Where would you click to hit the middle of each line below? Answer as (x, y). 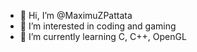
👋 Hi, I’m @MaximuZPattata (76, 15)
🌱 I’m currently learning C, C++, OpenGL (103, 36)
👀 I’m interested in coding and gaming (98, 26)
